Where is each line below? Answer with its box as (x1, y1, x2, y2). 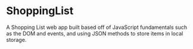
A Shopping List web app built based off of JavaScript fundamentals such (6, 24, 188, 31)
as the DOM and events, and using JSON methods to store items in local (6, 30, 183, 37)
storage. (6, 36, 27, 43)
